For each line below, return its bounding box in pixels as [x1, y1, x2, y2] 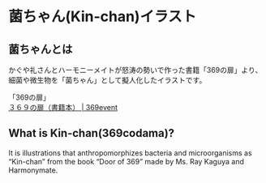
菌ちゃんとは [8, 42, 73, 56]
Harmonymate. [8, 165, 58, 175]
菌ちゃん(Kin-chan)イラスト [8, 7, 197, 26]
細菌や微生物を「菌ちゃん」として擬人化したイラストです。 [8, 75, 207, 85]
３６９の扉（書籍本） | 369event [8, 103, 118, 112]
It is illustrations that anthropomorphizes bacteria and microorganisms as [8, 147, 253, 158]
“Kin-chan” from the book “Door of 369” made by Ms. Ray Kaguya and [8, 156, 245, 166]
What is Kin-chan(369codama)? [8, 126, 175, 140]
